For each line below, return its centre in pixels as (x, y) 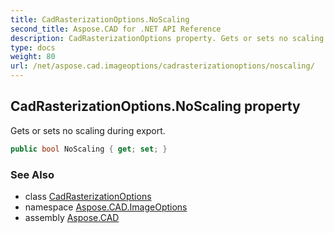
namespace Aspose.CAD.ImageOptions (106, 207)
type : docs (33, 47)
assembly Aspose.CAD (72, 217)
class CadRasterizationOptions (88, 196)
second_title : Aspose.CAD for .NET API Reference (116, 29)
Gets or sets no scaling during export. (88, 130)
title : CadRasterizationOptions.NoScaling (100, 19)
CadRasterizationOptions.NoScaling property (155, 106)
